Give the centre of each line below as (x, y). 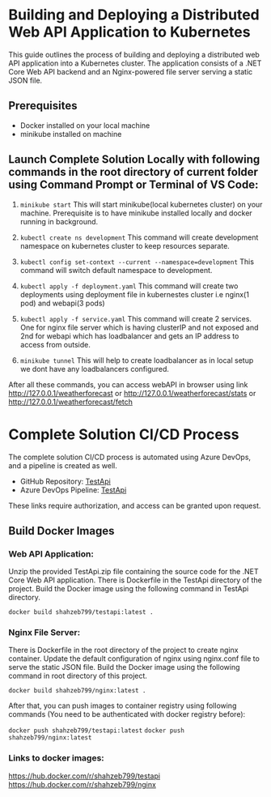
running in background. (59, 221)
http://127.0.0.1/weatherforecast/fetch (71, 402)
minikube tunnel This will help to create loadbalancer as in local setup (137, 360)
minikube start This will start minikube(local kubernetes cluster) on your (141, 204)
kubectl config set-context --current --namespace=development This (137, 262)
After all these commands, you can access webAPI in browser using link (128, 384)
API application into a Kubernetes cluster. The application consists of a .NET (135, 63)
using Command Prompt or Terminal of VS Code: (133, 185)
